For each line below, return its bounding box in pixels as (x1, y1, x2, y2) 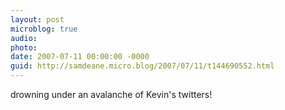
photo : (10, 42, 38, 53)
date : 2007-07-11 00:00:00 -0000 (10, 52, 150, 62)
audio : (10, 33, 38, 43)
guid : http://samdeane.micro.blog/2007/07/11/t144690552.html (10, 61, 275, 71)
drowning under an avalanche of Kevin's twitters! (10, 89, 213, 100)
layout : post (10, 14, 65, 25)
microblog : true (10, 24, 78, 34)
